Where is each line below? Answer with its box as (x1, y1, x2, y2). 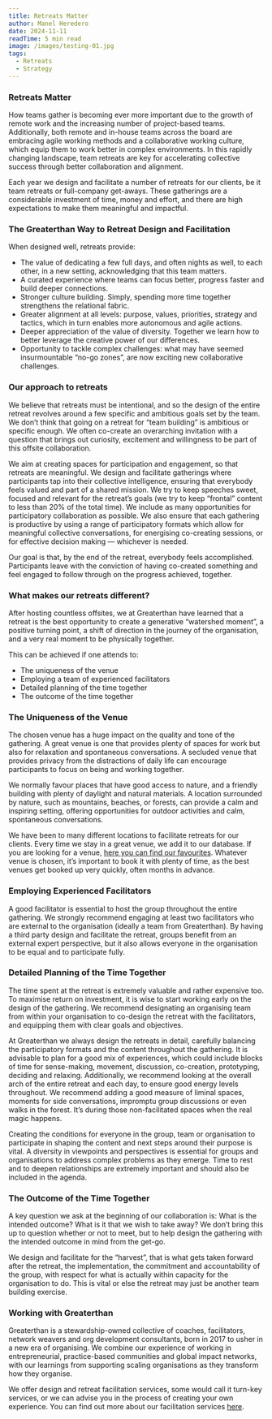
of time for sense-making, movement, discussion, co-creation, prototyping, (8, 1061, 260, 1072)
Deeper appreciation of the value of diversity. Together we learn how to (19, 326, 260, 337)
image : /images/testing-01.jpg (8, 42, 114, 50)
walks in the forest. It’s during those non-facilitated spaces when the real (8, 1105, 253, 1115)
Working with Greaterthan (8, 1308, 114, 1319)
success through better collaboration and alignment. (8, 162, 184, 171)
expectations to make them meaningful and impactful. (8, 204, 189, 213)
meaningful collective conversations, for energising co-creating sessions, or (8, 528, 264, 537)
